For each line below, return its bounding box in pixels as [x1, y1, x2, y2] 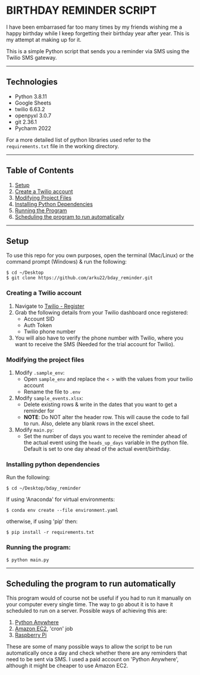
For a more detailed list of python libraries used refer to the [6, 136, 151, 143]
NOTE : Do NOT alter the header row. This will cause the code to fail [23, 413, 189, 420]
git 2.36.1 [14, 118, 37, 126]
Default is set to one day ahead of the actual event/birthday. [23, 445, 171, 452]
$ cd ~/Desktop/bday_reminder [6, 485, 82, 491]
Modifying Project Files [14, 194, 72, 201]
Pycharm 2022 [14, 124, 52, 132]
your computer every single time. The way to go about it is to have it [6, 601, 173, 608]
